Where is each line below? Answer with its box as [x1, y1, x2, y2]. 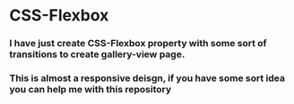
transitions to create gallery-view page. [9, 48, 186, 60]
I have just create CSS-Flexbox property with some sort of [9, 37, 267, 50]
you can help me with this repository [9, 84, 172, 96]
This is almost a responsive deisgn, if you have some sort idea [9, 72, 285, 84]
